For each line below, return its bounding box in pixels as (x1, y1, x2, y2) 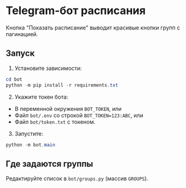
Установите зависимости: (14, 64, 82, 72)
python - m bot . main (6, 141, 56, 148)
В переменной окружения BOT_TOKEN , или (14, 105, 122, 112)
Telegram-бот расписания (6, 4, 146, 18)
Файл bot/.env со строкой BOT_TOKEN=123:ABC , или (14, 111, 143, 119)
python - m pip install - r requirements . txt (6, 82, 119, 88)
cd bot (6, 76, 23, 83)
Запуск (6, 48, 35, 59)
